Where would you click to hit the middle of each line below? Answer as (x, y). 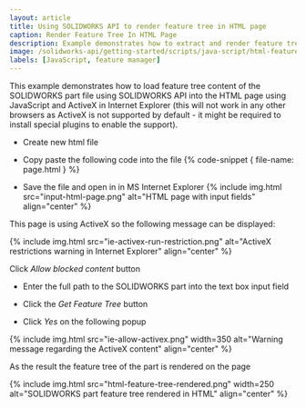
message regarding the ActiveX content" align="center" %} (121, 349)
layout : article (40, 18)
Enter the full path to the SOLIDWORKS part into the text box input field (156, 286)
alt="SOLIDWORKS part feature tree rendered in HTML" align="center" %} (149, 393)
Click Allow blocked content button (75, 269)
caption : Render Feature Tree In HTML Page (93, 35)
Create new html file (60, 142)
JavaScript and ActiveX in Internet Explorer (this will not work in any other (148, 105)
